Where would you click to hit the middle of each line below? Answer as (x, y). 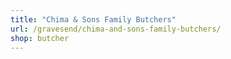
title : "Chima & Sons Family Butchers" (93, 19)
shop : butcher (40, 38)
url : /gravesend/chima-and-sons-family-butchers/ (116, 29)
